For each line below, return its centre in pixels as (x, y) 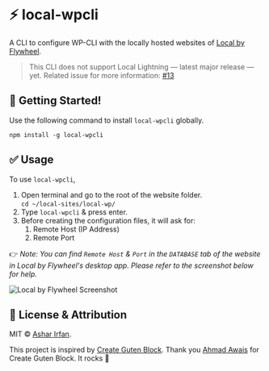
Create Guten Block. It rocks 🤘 (59, 358)
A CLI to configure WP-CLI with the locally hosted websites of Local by (127, 42)
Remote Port (54, 237)
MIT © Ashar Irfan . (40, 334)
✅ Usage (32, 160)
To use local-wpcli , (42, 179)
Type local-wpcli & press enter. (74, 212)
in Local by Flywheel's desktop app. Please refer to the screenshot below (131, 265)
